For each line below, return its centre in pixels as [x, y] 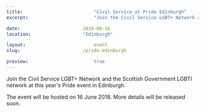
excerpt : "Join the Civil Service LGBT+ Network [101, 18]
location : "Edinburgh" [60, 34]
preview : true [56, 62]
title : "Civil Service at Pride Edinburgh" [97, 12]
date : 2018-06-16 [59, 28]
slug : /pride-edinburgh [67, 51]
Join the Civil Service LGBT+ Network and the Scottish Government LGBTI [99, 79]
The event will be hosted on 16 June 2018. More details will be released [96, 97]
